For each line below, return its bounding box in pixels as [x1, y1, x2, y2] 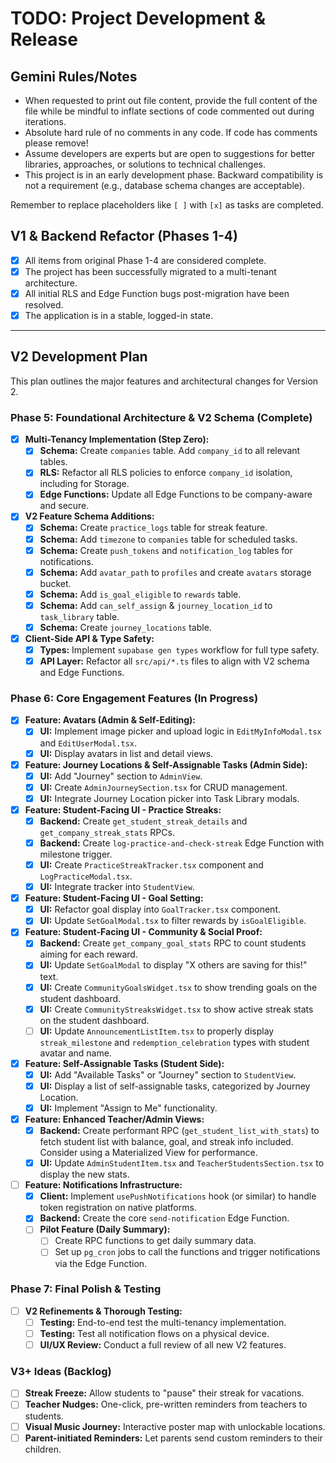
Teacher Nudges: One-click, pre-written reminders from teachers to [24, 1398, 308, 1411]
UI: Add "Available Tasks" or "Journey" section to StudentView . [39, 1068, 297, 1081]
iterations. [24, 116, 67, 127]
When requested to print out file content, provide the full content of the [24, 95, 318, 106]
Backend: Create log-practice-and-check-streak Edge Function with [39, 837, 325, 849]
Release [10, 28, 78, 51]
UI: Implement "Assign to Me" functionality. [39, 1102, 218, 1114]
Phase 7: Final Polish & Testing [10, 1282, 162, 1296]
